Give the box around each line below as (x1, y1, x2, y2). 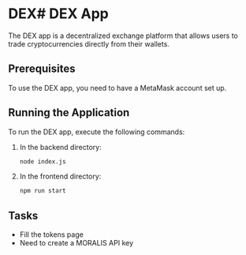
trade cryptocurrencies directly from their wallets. (8, 39, 170, 48)
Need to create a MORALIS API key (19, 238, 134, 248)
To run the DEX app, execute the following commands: (8, 127, 185, 137)
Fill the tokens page (19, 230, 84, 239)
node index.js (19, 157, 66, 166)
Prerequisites (8, 62, 76, 76)
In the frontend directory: (19, 171, 102, 182)
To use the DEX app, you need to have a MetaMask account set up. (8, 83, 227, 92)
